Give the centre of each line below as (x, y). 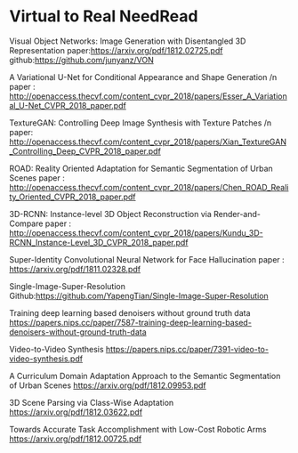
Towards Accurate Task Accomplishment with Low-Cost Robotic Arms (138, 429)
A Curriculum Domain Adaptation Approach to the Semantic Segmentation (145, 376)
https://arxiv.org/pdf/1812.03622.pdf (76, 412)
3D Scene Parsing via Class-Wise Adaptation (92, 402)
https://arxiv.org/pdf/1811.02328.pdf (75, 269)
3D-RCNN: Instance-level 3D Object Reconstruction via (110, 214)
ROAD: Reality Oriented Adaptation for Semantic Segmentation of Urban (141, 168)
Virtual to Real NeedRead (104, 16)
